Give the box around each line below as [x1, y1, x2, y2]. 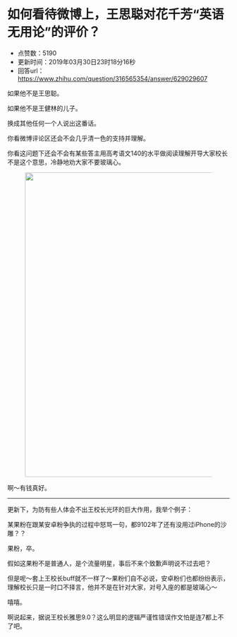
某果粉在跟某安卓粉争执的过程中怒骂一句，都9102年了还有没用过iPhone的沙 [7, 520, 227, 528]
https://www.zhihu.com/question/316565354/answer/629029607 [17, 74, 208, 83]
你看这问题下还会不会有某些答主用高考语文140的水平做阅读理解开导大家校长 [7, 149, 228, 157]
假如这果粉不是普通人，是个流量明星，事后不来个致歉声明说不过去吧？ [7, 559, 212, 567]
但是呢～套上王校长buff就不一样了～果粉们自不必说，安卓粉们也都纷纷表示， [7, 573, 229, 583]
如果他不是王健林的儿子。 [7, 104, 82, 112]
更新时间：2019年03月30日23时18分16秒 [17, 57, 136, 66]
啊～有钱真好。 [7, 483, 51, 492]
